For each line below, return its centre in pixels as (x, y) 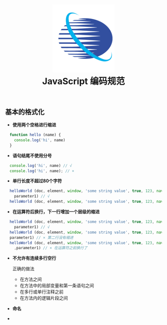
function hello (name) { (35, 135)
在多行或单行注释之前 (42, 292)
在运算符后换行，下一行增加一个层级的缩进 (56, 212)
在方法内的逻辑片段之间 (44, 298)
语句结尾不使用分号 (32, 156)
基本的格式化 (25, 112)
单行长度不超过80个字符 (37, 181)
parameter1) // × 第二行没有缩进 (42, 238)
